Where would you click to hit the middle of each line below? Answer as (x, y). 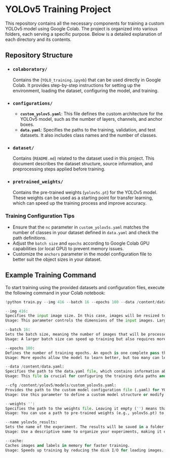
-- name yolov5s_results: (31, 422)
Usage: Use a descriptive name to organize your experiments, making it (83, 432)
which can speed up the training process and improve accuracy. (79, 203)
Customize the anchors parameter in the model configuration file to (82, 254)
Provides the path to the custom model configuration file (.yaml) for (82, 390)
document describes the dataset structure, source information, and (82, 164)
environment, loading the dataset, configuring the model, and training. (86, 90)
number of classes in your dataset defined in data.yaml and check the (85, 232)
